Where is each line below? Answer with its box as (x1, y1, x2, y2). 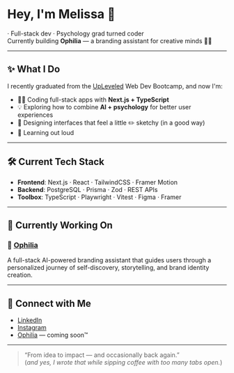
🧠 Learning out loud (17, 128, 75, 136)
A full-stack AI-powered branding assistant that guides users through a (7, 256, 212, 264)
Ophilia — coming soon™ (17, 331, 88, 340)
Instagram (17, 324, 47, 332)
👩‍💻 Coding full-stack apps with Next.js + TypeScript (17, 95, 169, 104)
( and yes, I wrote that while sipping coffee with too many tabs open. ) (24, 358, 223, 367)
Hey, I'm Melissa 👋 (7, 6, 116, 22)
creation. (7, 271, 33, 279)
